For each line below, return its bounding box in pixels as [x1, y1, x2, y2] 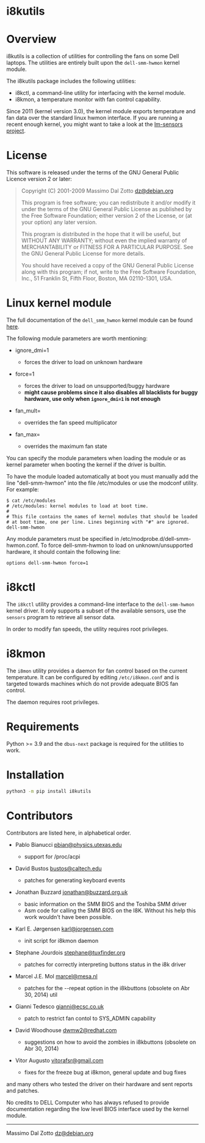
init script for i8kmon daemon [24, 937, 99, 944]
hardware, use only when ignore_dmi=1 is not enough [24, 395, 160, 402]
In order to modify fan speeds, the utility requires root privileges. [6, 625, 169, 633]
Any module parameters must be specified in [6, 535, 120, 542]
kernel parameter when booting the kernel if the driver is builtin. [6, 461, 167, 468]
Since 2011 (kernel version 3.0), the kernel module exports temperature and [6, 108, 196, 115]
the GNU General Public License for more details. [21, 250, 145, 258]
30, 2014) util [24, 991, 58, 998]
